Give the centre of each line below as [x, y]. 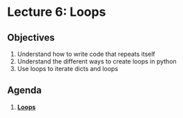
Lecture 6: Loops [57, 12]
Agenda [25, 90]
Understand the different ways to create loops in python [97, 61]
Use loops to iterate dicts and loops [68, 69]
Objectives [31, 38]
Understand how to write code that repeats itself [86, 54]
